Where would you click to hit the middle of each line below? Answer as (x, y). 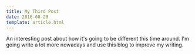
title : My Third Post (33, 11)
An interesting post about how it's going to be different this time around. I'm (97, 39)
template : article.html (35, 22)
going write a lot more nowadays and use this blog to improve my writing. (95, 45)
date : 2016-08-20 (27, 17)
